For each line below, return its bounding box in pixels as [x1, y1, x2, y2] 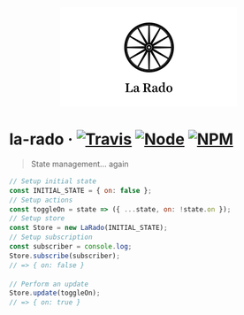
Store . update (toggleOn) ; [9, 288, 101, 298]
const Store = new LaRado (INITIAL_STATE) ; [9, 224, 168, 233]
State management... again [30, 158, 130, 169]
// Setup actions [9, 196, 73, 204]
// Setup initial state [9, 176, 97, 186]
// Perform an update [9, 280, 89, 288]
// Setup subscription [9, 233, 93, 242]
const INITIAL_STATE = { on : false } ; [9, 186, 152, 195]
